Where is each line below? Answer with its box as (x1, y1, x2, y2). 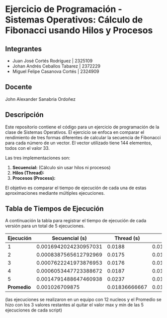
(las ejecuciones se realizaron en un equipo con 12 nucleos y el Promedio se (5, 297, 162, 303)
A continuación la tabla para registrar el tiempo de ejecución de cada (5, 218, 147, 224)
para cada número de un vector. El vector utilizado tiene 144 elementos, (5, 140, 153, 146)
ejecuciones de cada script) (5, 307, 63, 313)
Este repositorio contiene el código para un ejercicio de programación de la (5, 124, 160, 130)
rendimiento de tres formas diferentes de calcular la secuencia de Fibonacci (5, 134, 161, 140)
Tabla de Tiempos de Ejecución (5, 205, 104, 213)
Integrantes (5, 44, 42, 53)
